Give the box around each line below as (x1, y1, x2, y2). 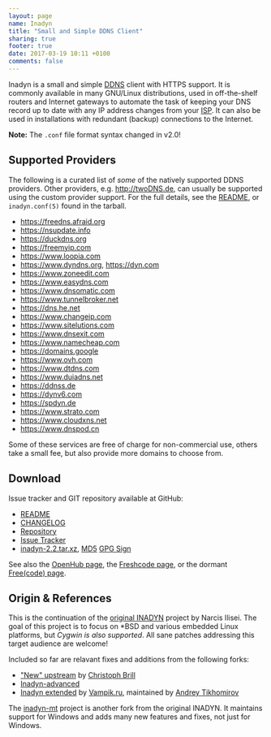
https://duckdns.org (19, 233, 87, 244)
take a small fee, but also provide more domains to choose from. (8, 448, 224, 457)
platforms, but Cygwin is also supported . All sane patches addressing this (8, 631, 255, 640)
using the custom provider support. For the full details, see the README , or (8, 192, 260, 202)
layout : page (8, 11, 53, 20)
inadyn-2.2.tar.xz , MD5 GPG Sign (19, 544, 131, 553)
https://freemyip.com (19, 242, 92, 252)
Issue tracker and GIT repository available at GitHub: (8, 493, 184, 503)
